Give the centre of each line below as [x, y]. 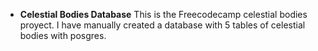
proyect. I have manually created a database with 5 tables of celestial [162, 25]
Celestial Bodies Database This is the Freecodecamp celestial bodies [163, 14]
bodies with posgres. [63, 35]
